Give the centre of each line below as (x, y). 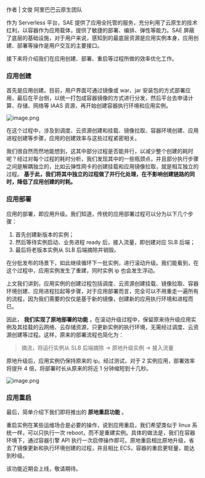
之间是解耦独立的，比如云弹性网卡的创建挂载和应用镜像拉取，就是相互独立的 (103, 166)
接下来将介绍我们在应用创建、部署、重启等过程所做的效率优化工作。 (92, 58)
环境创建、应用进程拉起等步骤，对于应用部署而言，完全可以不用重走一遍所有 (103, 291)
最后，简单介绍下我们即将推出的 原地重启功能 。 (67, 412)
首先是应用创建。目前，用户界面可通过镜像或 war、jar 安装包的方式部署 (96, 91)
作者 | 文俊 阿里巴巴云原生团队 (44, 9)
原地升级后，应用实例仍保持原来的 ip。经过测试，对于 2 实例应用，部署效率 (101, 360)
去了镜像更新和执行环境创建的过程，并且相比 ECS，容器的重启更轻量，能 (98, 448)
